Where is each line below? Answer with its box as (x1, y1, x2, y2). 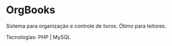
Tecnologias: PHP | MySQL (6, 33, 71, 40)
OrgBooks (6, 3, 55, 17)
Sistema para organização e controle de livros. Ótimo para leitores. (6, 22, 167, 29)
